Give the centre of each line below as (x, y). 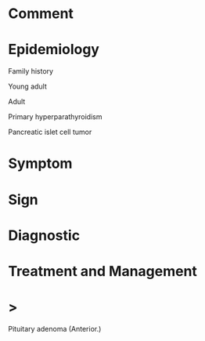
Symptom (40, 163)
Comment (41, 14)
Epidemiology (54, 50)
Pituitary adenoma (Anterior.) (55, 328)
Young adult (27, 86)
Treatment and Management (103, 271)
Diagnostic (44, 235)
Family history (31, 71)
